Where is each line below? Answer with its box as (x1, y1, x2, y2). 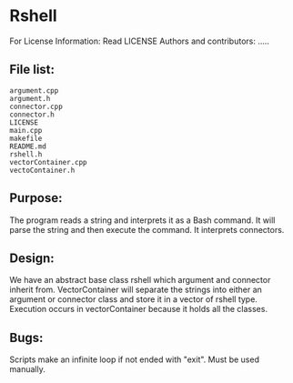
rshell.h (9, 149, 43, 159)
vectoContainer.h (9, 166, 76, 175)
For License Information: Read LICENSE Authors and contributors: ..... (9, 35, 270, 46)
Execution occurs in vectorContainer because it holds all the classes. (9, 304, 268, 315)
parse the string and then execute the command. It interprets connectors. (9, 224, 285, 235)
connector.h (9, 110, 55, 119)
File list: (9, 62, 56, 77)
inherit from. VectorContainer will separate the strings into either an (9, 284, 262, 296)
